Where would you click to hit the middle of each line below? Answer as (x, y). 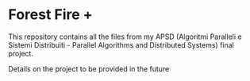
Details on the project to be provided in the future (89, 68)
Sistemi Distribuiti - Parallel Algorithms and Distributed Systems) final (121, 44)
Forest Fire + (50, 15)
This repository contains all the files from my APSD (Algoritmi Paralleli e (125, 37)
